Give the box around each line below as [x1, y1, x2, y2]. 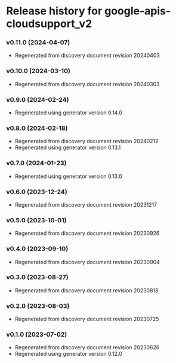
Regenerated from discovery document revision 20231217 [14, 201, 157, 208]
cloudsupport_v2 [6, 17, 92, 31]
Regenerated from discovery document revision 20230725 [14, 316, 159, 323]
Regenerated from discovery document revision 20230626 [14, 344, 160, 351]
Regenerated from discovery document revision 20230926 [14, 229, 160, 237]
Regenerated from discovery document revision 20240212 [14, 138, 159, 145]
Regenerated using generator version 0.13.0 [14, 173, 122, 180]
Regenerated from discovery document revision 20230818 [14, 286, 159, 294]
